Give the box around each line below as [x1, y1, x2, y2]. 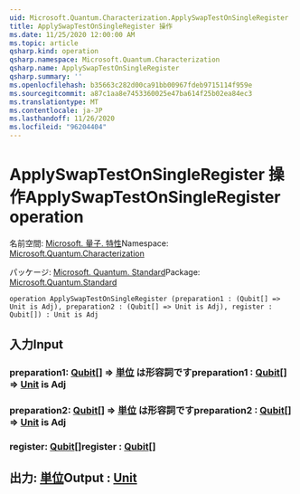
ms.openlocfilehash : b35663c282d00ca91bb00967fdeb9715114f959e [9, 81, 253, 90]
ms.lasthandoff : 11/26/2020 [9, 114, 116, 123]
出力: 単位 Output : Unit [9, 470, 137, 486]
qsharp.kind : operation [9, 47, 99, 56]
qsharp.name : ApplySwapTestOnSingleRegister [9, 64, 180, 73]
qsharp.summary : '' [9, 72, 83, 81]
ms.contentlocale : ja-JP [9, 106, 103, 115]
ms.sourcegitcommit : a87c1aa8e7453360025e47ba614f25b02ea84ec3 [9, 89, 253, 98]
